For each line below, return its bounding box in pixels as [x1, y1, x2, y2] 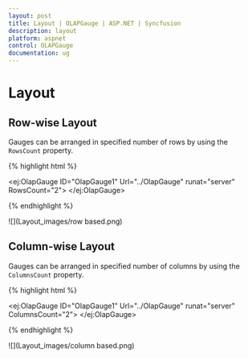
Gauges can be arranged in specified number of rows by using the [8, 138, 229, 146]
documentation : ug [8, 49, 70, 57]
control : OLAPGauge [8, 42, 74, 50]
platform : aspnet [8, 34, 67, 43]
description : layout [8, 27, 78, 35]
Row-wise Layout [8, 116, 98, 130]
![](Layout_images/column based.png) [8, 340, 135, 350]
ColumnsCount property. [8, 270, 84, 279]
